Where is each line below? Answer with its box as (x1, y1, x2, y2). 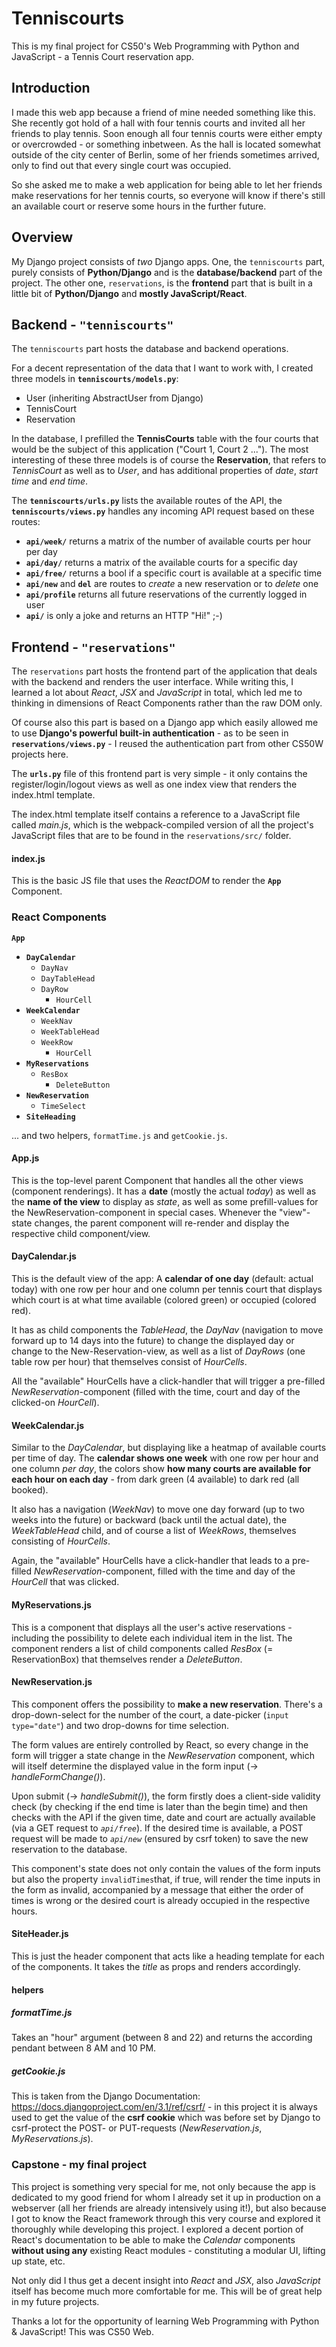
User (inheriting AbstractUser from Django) (25, 392, 204, 404)
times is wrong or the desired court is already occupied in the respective (11, 1894, 311, 1906)
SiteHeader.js (11, 1928, 69, 1940)
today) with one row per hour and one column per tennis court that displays (11, 1283, 323, 1296)
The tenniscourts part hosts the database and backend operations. (11, 343, 289, 355)
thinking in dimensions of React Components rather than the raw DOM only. (11, 697, 323, 709)
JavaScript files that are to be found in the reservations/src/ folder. (11, 830, 292, 842)
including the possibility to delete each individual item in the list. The (11, 1632, 293, 1644)
